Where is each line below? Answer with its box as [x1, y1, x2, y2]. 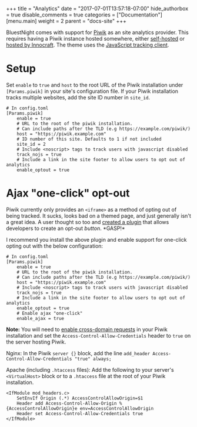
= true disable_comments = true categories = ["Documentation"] [6, 11, 163, 18]
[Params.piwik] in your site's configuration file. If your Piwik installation [6, 88, 178, 95]
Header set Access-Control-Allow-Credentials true [16, 411, 143, 416]
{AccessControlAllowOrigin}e [6, 405, 78, 411]
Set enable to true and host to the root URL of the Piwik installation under [6, 81, 183, 88]
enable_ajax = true [16, 315, 65, 321]
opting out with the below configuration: [6, 242, 103, 249]
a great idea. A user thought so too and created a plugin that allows [6, 218, 169, 225]
